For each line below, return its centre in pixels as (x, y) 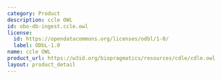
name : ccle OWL (29, 52)
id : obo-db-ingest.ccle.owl (48, 26)
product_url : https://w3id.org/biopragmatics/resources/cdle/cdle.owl (111, 58)
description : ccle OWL (40, 20)
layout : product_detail (42, 65)
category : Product (34, 13)
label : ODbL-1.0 (37, 45)
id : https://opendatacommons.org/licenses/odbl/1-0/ (91, 39)
